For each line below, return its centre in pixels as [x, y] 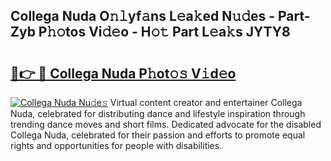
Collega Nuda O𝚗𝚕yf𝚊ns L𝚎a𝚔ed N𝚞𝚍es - [143, 16]
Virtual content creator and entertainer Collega [206, 102]
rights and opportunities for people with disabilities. [116, 145]
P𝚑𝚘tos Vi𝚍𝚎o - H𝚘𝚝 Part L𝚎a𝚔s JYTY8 [164, 32]
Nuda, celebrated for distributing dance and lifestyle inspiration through [158, 113]
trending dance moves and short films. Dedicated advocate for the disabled [166, 124]
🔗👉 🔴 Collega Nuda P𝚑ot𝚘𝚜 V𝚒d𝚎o [123, 73]
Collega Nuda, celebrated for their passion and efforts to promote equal [158, 135]
